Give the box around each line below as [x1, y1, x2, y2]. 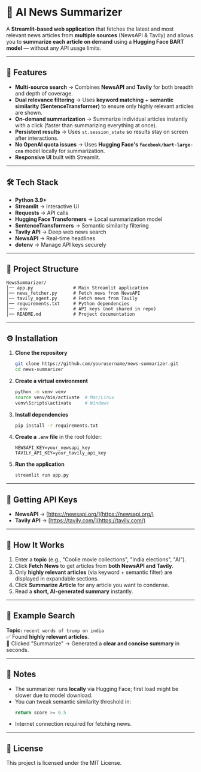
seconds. [6, 646, 29, 653]
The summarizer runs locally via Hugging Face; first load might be [14, 685, 179, 692]
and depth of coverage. [14, 89, 73, 97]
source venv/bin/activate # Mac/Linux [14, 394, 115, 400]
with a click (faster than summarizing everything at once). [14, 121, 157, 128]
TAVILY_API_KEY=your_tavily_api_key [14, 450, 106, 456]
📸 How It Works [6, 540, 65, 550]
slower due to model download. [14, 692, 93, 699]
